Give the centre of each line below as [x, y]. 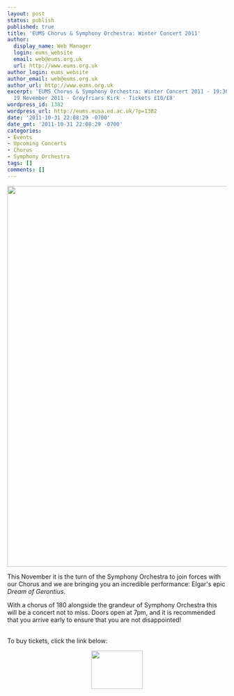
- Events [20, 137]
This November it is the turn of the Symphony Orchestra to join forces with [114, 577]
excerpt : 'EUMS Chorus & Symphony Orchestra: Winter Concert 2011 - [109, 92]
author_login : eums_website [48, 72]
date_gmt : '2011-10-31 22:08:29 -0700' [65, 124]
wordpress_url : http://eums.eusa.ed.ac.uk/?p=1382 [82, 111]
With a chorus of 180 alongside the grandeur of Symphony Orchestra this [112, 604]
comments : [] [26, 169]
